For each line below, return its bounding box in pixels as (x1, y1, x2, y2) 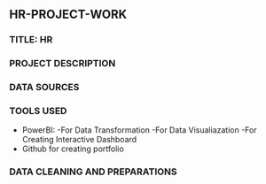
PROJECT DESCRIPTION (9, 57, 116, 70)
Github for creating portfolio (21, 143, 124, 154)
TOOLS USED (9, 105, 67, 118)
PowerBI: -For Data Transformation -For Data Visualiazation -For (21, 125, 257, 135)
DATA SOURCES (9, 81, 80, 94)
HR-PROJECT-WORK (9, 7, 128, 22)
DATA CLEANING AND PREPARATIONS (9, 165, 177, 178)
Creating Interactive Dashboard (21, 134, 137, 145)
